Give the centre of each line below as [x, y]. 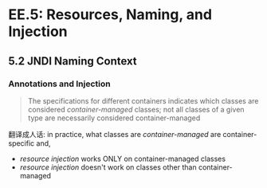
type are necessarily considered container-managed [114, 118]
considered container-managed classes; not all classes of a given [136, 109]
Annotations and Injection [59, 84]
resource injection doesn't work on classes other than [108, 167]
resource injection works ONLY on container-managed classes [122, 159]
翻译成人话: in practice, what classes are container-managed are [115, 134]
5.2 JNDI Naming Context [73, 61]
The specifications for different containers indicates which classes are [143, 100]
